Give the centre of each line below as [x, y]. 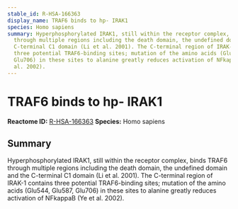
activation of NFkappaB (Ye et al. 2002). [66, 198]
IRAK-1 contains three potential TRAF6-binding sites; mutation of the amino [117, 183]
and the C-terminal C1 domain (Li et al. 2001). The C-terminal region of [110, 176]
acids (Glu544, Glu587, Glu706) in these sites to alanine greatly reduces [112, 191]
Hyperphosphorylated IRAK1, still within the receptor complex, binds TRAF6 [118, 161]
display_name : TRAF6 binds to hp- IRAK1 [68, 21]
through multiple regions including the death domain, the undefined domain [118, 168]
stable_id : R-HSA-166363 [44, 14]
